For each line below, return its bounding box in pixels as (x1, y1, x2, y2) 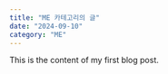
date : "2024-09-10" (9, 22, 84, 31)
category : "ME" (9, 30, 67, 39)
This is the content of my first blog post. (9, 55, 159, 66)
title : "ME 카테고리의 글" (9, 13, 100, 23)
